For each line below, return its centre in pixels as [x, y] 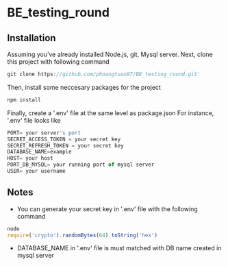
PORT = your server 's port [44, 133]
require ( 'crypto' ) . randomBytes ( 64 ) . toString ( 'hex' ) [82, 235]
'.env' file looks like [34, 120]
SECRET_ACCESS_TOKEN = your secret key [64, 139]
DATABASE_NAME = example [39, 152]
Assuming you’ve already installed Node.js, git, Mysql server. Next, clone [110, 54]
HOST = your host [30, 158]
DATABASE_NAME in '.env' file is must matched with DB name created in [119, 248]
